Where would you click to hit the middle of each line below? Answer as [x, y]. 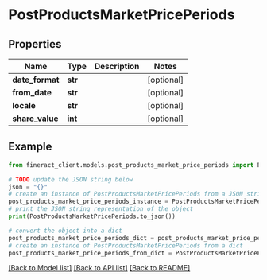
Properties [35, 44]
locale [24, 105]
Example [30, 147]
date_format [36, 80]
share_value [35, 119]
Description [117, 66]
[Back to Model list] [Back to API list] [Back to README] [99, 268]
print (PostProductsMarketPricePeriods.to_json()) [92, 216]
